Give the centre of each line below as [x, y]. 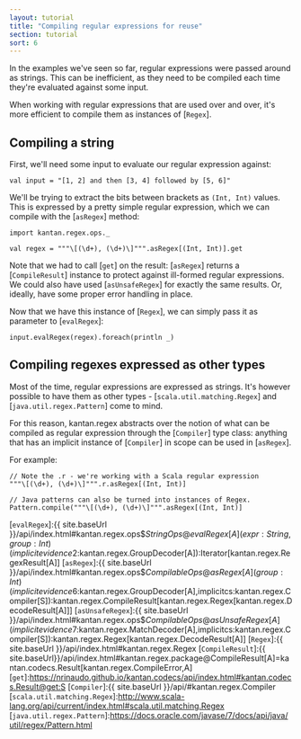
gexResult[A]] [35, 562]
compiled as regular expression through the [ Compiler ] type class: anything [148, 432]
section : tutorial [44, 34]
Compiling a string [62, 142]
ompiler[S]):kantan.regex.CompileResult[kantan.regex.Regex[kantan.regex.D [151, 601]
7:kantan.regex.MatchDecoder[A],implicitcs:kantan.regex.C [182, 629]
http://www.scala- [151, 696]
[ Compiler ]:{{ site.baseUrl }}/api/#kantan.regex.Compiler [172, 686]
